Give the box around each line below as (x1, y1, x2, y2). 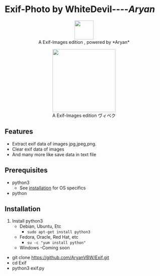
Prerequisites (5, 166, 48, 175)
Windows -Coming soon (19, 245, 70, 251)
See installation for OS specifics (19, 185, 86, 191)
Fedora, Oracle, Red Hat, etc (19, 234, 78, 240)
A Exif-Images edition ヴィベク (52, 112, 116, 118)
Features (5, 127, 33, 136)
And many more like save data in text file (12, 151, 97, 157)
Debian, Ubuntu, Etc (19, 223, 61, 230)
